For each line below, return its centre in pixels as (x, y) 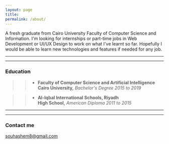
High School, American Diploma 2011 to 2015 (84, 102)
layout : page (19, 10)
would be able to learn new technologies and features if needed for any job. (84, 49)
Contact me (20, 125)
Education (18, 71)
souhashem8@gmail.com (31, 136)
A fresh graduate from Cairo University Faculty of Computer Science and (81, 33)
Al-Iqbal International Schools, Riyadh (78, 97)
